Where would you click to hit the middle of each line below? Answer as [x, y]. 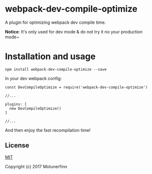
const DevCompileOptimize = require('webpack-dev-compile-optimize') [76, 87]
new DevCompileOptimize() [35, 108]
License [17, 146]
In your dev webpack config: [33, 78]
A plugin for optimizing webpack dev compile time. [55, 22]
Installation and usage [50, 56]
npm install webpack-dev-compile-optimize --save [56, 69]
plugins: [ [16, 104]
